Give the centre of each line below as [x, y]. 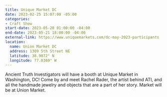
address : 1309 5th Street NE [40, 51]
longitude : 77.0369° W [33, 60]
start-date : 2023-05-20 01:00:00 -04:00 [48, 28]
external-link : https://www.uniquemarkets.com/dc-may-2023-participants [82, 38]
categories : [17, 19]
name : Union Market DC [33, 47]
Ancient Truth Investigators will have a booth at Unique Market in [72, 74]
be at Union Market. [25, 90]
